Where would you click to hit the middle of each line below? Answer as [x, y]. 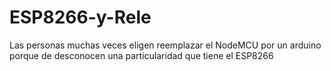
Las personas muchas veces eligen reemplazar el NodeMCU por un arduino [165, 45]
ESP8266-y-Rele [80, 17]
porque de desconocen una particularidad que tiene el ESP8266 [141, 55]
